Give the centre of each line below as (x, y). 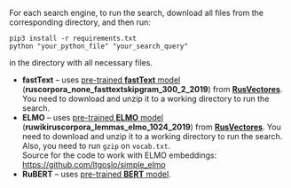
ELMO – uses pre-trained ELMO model (93, 117)
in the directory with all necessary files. (81, 63)
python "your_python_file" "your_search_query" (99, 46)
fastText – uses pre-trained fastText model (101, 80)
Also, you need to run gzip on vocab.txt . (96, 146)
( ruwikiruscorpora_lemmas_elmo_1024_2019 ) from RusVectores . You (151, 127)
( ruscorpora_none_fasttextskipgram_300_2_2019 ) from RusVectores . (152, 89)
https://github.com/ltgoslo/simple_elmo (94, 164)
